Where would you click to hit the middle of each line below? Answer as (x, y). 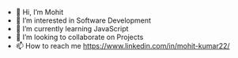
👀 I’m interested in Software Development (83, 20)
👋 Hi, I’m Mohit (40, 12)
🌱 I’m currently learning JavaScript (72, 29)
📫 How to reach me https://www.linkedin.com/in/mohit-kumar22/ (123, 46)
